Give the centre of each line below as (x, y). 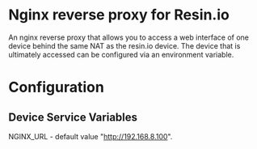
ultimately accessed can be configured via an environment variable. (121, 54)
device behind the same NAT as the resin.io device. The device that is (124, 45)
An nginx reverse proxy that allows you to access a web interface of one (128, 37)
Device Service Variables (73, 117)
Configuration (57, 87)
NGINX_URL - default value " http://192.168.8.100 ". (91, 136)
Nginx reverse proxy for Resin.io (119, 15)
